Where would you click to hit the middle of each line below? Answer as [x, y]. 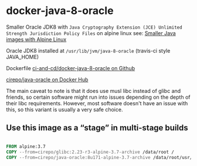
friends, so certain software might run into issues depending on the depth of [98, 97]
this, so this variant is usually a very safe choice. [64, 109]
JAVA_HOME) [23, 57]
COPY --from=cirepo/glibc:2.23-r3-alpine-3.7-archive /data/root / [90, 152]
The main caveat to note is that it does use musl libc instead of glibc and [94, 91]
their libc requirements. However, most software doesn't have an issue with [97, 103]
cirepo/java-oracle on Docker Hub [47, 79]
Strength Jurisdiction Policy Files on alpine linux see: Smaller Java [91, 33]
